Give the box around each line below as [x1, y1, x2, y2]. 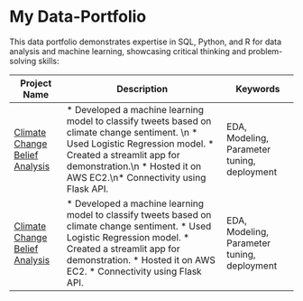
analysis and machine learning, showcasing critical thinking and [9, 45, 246, 56]
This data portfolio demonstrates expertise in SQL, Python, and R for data [9, 36, 282, 47]
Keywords [235, 82, 280, 95]
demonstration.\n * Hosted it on [66, 160, 201, 173]
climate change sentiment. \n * [66, 126, 198, 138]
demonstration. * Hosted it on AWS [66, 253, 216, 266]
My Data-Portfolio [9, 6, 147, 27]
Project [20, 77, 52, 89]
